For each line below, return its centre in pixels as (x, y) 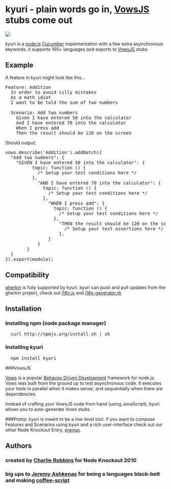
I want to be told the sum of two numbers (64, 102)
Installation (23, 309)
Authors (19, 445)
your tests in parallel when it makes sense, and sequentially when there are (84, 388)
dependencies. (21, 394)
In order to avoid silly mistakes (53, 92)
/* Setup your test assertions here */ (114, 228)
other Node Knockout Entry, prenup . (43, 430)
